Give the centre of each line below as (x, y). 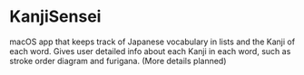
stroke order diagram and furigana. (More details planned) (118, 61)
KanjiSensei (55, 17)
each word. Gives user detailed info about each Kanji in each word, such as (150, 51)
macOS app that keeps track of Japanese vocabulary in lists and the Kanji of (152, 42)
